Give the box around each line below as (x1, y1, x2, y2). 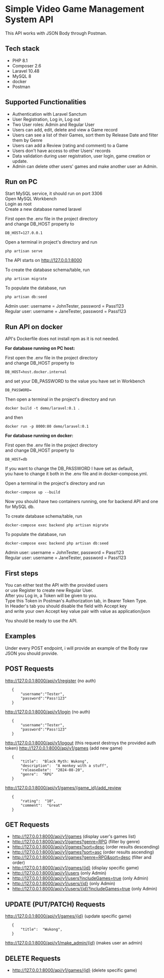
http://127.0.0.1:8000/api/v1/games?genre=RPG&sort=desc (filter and (12, 854, 152, 860)
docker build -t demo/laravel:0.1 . (5, 406, 80, 411)
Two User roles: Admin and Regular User (12, 122, 95, 127)
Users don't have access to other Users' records (12, 148, 111, 154)
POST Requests (5, 664, 54, 673)
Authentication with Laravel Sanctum (12, 111, 87, 117)
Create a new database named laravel (5, 206, 82, 212)
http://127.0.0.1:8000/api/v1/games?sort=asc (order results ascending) (12, 849, 154, 855)
